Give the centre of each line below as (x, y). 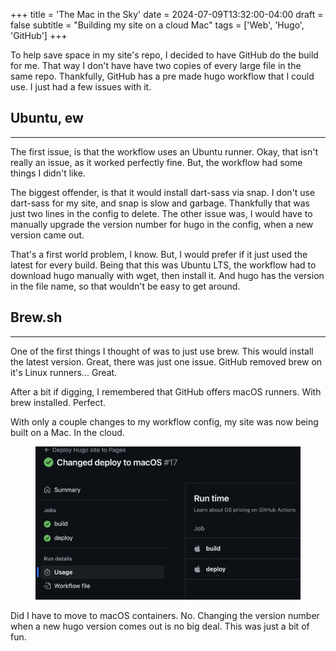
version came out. (47, 235)
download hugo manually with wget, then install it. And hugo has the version (167, 275)
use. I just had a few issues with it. (81, 87)
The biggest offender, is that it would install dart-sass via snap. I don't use (163, 192)
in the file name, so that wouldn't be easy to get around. (125, 286)
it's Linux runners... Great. (64, 372)
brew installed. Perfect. (58, 402)
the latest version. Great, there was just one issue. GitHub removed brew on (166, 361)
